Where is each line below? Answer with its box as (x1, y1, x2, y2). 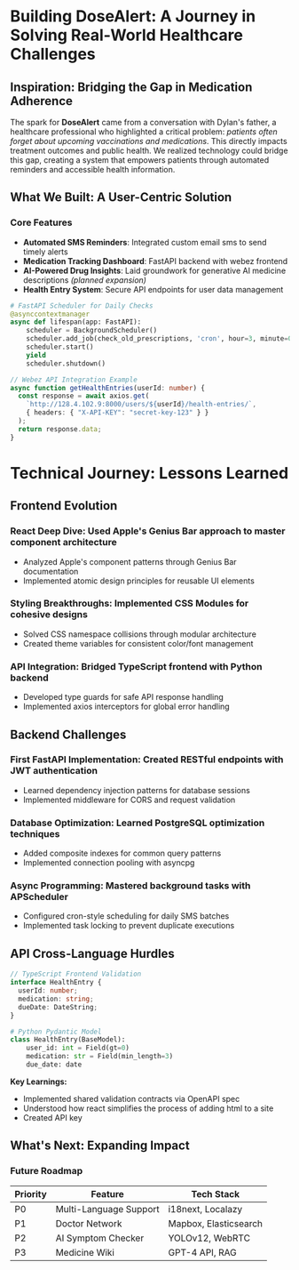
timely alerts (22, 246, 69, 257)
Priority (14, 1187, 47, 1200)
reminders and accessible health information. (10, 165, 176, 174)
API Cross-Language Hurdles (10, 945, 176, 961)
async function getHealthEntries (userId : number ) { (10, 383, 205, 392)
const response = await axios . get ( (18, 391, 150, 401)
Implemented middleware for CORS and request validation (22, 794, 236, 805)
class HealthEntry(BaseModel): (10, 1035, 126, 1044)
